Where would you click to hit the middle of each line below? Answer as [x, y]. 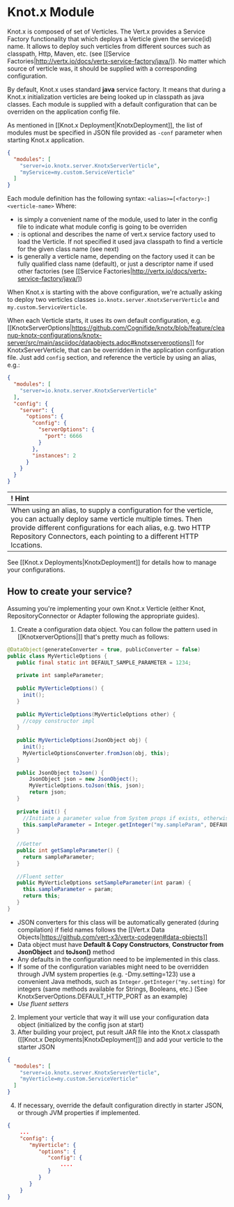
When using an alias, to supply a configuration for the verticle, [112, 510]
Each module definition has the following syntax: [77, 199]
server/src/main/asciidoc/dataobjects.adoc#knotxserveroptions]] [101, 343]
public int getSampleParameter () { [68, 851]
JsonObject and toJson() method [66, 952]
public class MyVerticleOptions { [57, 656]
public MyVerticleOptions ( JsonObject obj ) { [82, 741]
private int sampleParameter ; [60, 676]
